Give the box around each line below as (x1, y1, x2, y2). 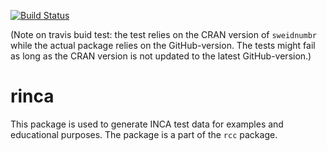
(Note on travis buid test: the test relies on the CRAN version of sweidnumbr (10, 29, 317, 40)
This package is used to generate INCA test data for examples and (10, 118, 284, 130)
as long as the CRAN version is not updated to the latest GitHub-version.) (10, 50, 312, 62)
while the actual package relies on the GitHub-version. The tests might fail (10, 40, 316, 51)
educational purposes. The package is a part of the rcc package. (10, 128, 278, 140)
